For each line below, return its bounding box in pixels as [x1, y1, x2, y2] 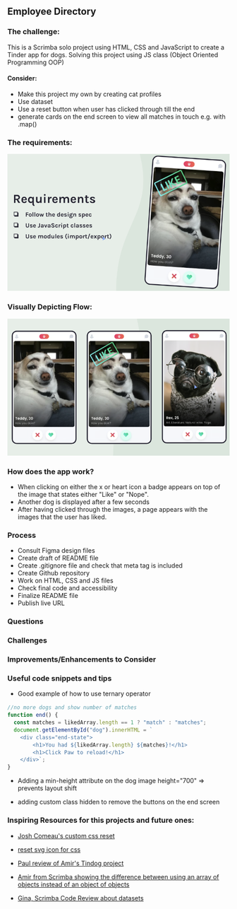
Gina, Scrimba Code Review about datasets [17, 893, 144, 902]
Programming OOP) [7, 58, 65, 66]
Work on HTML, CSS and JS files [17, 576, 114, 585]
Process [7, 530, 37, 540]
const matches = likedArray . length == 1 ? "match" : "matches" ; [13, 719, 207, 727]
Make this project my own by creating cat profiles [17, 90, 162, 98]
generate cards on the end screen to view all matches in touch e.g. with [17, 112, 226, 121]
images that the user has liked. [17, 512, 107, 521]
